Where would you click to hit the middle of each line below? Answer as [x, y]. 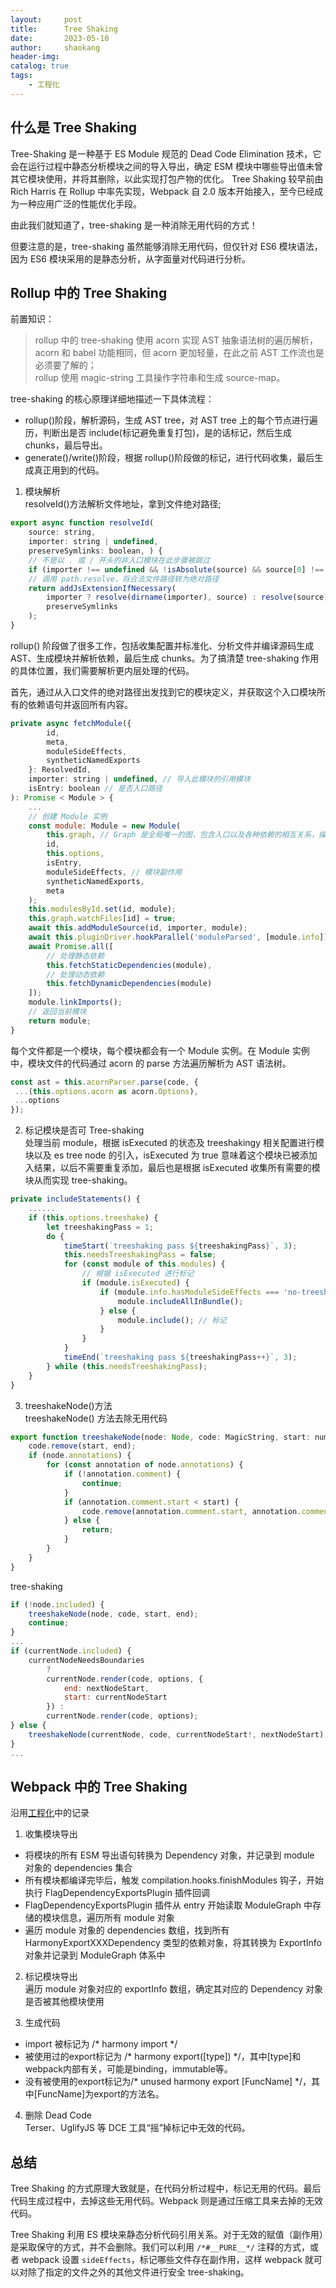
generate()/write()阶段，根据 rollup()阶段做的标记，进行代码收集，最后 [169, 458]
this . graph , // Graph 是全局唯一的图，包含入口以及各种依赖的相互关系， [183, 835]
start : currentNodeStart [115, 1697]
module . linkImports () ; [75, 1002]
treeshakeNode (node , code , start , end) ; [113, 1614]
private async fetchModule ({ [71, 723]
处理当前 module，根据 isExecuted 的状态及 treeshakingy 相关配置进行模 [174, 1143]
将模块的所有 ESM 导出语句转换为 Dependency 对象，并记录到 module [169, 1855]
